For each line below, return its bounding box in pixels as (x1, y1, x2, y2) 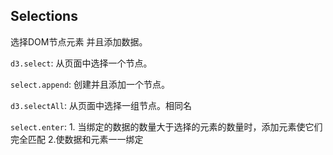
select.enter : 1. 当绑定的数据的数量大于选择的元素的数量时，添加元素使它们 (10, 120, 323, 133)
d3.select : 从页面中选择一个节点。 (10, 57, 153, 69)
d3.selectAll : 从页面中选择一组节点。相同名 (10, 99, 192, 111)
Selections (10, 8, 78, 25)
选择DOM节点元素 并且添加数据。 (10, 35, 148, 48)
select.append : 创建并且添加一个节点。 (10, 78, 171, 90)
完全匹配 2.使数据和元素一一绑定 (10, 133, 144, 145)
